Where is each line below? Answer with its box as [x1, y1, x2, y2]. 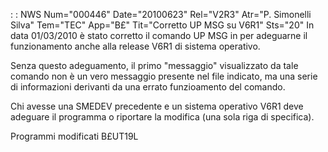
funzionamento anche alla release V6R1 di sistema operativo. [10, 40, 261, 52]
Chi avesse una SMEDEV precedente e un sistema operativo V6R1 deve [10, 100, 304, 112]
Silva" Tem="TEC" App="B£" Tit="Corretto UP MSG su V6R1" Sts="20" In [10, 19, 315, 31]
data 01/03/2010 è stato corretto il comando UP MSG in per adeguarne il [10, 30, 308, 41]
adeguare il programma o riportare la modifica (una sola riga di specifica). [10, 111, 315, 123]
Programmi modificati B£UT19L [10, 130, 139, 142]
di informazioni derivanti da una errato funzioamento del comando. [10, 81, 286, 93]
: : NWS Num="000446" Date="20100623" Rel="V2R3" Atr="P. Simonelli [10, 9, 312, 20]
